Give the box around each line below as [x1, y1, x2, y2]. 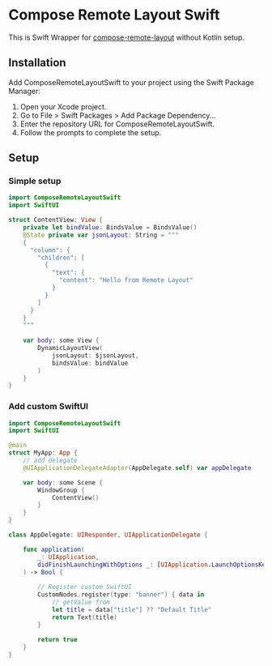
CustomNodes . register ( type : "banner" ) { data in [37, 591, 205, 599]
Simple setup [8, 176, 62, 187]
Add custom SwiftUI [8, 401, 89, 412]
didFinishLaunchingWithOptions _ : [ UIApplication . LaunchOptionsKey [37, 561, 270, 569]
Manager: [8, 86, 40, 96]
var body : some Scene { [23, 478, 104, 487]
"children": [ [37, 254, 85, 262]
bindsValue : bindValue [51, 359, 129, 367]
